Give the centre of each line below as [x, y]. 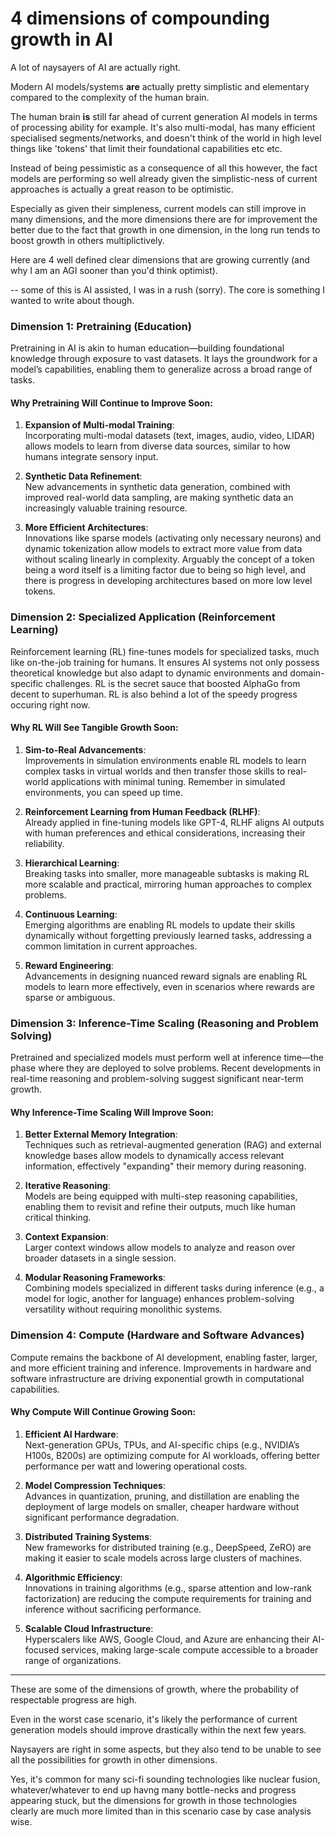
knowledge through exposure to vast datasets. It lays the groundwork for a [164, 359]
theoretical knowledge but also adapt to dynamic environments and [149, 673]
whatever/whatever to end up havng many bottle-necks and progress [153, 1789]
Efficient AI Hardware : [71, 1434]
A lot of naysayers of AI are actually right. [95, 67]
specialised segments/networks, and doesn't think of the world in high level [166, 138]
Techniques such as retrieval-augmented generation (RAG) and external [173, 1145]
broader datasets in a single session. [100, 1258]
